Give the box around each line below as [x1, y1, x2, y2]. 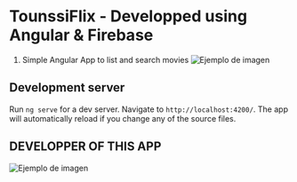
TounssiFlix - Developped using [9, 6, 247, 27]
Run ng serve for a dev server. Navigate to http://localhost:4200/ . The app [9, 104, 289, 115]
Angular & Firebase [9, 25, 154, 45]
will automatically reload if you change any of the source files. [9, 113, 237, 123]
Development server [9, 80, 125, 95]
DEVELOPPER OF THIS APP [9, 139, 162, 154]
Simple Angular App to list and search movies [21, 54, 189, 65]
